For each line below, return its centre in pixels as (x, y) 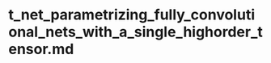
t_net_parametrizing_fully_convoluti (132, 15)
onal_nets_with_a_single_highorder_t (135, 32)
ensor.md (41, 49)
